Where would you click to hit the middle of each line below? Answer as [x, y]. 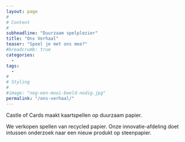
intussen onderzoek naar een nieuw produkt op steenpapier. [79, 133]
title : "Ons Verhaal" [32, 39]
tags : [13, 66]
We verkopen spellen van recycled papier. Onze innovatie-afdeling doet [92, 126]
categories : [20, 55]
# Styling [18, 82]
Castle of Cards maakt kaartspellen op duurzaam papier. [74, 115]
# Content [18, 22]
